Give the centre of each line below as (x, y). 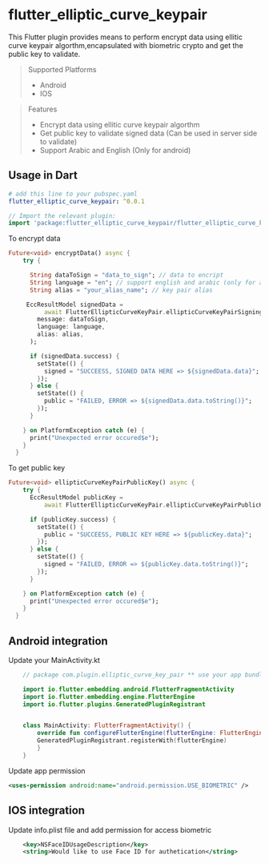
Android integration (58, 641)
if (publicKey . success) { (72, 519)
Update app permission (47, 770)
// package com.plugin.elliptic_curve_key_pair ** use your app (132, 675)
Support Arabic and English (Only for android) (115, 150)
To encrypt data (35, 239)
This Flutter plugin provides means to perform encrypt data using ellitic (125, 37)
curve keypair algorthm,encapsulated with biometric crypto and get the (126, 45)
